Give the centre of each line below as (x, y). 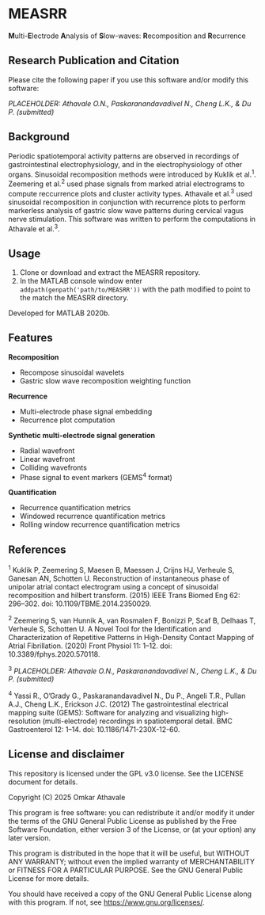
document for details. (43, 782)
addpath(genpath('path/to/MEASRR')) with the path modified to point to (135, 289)
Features (30, 338)
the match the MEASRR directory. (74, 297)
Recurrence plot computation (67, 420)
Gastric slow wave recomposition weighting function (105, 380)
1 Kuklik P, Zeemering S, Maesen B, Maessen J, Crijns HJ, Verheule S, (121, 569)
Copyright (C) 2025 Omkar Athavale (67, 797)
